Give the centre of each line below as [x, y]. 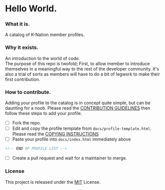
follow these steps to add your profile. [44, 114]
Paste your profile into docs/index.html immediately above [71, 139]
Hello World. [31, 9]
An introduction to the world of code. [43, 58]
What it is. [17, 24]
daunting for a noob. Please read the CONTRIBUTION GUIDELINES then [78, 108]
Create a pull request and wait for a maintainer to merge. [69, 158]
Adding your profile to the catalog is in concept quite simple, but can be [78, 103]
